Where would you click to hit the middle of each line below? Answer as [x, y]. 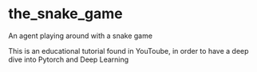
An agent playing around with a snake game [81, 36]
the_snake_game [65, 14]
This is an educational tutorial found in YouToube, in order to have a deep [128, 51]
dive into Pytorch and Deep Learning [69, 59]
